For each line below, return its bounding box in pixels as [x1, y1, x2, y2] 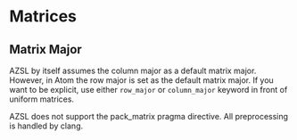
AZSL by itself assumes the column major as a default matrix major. [9, 65, 257, 76]
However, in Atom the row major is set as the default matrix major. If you [9, 75, 274, 86]
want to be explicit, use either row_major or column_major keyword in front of [9, 85, 288, 95]
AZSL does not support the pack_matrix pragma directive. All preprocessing [9, 111, 288, 121]
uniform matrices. [9, 94, 74, 104]
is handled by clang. [9, 120, 84, 131]
